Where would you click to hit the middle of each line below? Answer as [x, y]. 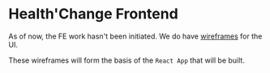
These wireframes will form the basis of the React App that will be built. [126, 60]
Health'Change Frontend [93, 14]
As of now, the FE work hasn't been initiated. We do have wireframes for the [135, 36]
